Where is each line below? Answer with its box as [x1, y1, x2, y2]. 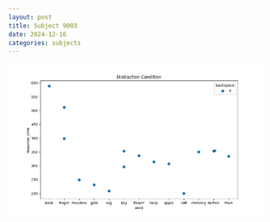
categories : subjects [8, 39, 82, 47]
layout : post [8, 13, 53, 21]
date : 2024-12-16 [8, 30, 67, 38]
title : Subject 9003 [8, 21, 78, 30]
